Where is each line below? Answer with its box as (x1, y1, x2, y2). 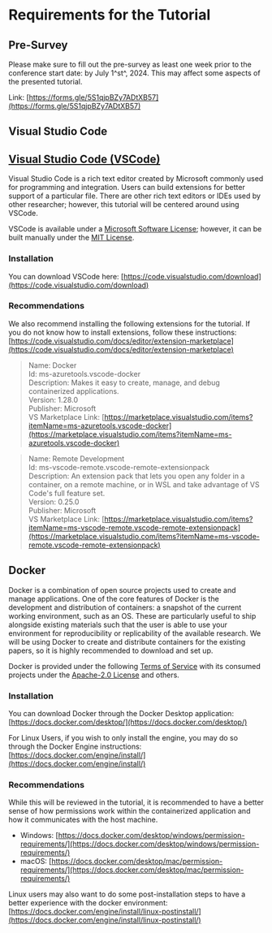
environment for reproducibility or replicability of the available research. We (8, 628, 261, 638)
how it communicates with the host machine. (8, 814, 158, 825)
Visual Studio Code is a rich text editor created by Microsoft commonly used (8, 174, 264, 184)
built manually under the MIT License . (8, 233, 135, 243)
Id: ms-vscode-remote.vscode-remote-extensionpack (28, 462, 209, 472)
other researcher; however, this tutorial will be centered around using (8, 200, 240, 209)
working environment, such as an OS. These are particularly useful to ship (8, 611, 257, 620)
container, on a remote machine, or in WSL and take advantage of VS (28, 479, 260, 489)
